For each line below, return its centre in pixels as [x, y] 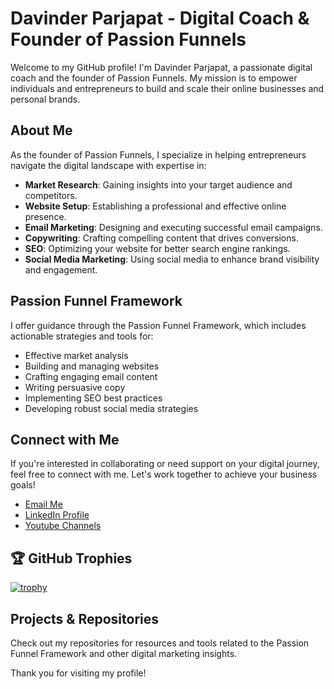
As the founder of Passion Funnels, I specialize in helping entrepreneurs [158, 154]
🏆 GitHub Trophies [71, 558]
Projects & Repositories [85, 618]
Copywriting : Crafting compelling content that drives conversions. [161, 238]
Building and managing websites [92, 366]
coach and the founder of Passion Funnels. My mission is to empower [154, 78]
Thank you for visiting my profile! [78, 673]
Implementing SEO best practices [93, 398]
